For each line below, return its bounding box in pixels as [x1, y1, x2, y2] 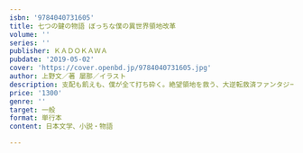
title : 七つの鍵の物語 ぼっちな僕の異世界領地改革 [9, 22, 177, 31]
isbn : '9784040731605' [9, 13, 95, 22]
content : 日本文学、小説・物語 [9, 122, 114, 131]
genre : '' [9, 96, 47, 106]
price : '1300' [9, 88, 63, 97]
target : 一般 [9, 105, 56, 114]
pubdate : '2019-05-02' [9, 55, 95, 64]
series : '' [9, 38, 50, 48]
